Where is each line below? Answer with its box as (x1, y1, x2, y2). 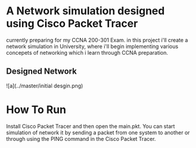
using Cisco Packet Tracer (6, 17, 138, 30)
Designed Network (6, 67, 77, 77)
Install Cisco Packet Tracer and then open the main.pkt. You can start (6, 122, 175, 130)
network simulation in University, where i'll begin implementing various (6, 43, 179, 50)
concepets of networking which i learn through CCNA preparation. (6, 49, 169, 56)
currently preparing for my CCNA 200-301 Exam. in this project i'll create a (6, 36, 188, 43)
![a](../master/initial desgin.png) (6, 82, 83, 89)
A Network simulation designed (6, 4, 165, 18)
